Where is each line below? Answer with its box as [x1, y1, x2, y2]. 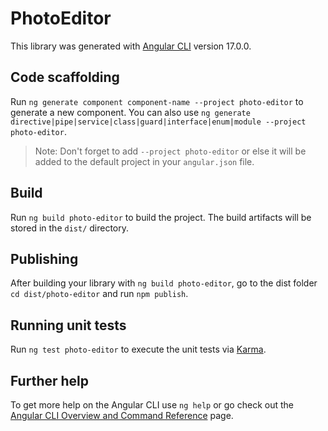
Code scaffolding [10, 69, 120, 86]
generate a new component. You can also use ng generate [10, 106, 251, 118]
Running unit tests [10, 317, 127, 334]
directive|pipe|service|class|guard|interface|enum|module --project [10, 117, 307, 127]
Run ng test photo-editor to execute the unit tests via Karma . [10, 343, 267, 356]
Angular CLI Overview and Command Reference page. [10, 410, 234, 421]
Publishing [10, 250, 79, 267]
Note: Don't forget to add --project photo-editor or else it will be [34, 145, 307, 157]
